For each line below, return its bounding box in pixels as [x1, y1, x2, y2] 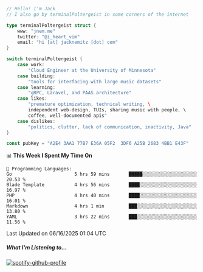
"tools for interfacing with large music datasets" [28, 78, 162, 85]
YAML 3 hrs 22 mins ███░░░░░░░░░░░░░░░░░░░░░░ [6, 214, 198, 220]
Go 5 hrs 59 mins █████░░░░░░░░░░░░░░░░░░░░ [6, 171, 198, 178]
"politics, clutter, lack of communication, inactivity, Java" [28, 124, 191, 130]
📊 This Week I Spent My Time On [6, 152, 92, 159]
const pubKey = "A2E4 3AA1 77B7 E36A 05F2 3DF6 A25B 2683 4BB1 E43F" [6, 141, 189, 147]
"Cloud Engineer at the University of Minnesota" [28, 67, 156, 73]
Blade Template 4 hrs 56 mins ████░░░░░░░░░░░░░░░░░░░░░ [6, 182, 198, 188]
